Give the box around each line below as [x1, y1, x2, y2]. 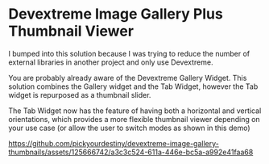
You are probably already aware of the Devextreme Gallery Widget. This [8, 73, 247, 82]
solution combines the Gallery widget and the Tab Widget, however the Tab [8, 82, 259, 91]
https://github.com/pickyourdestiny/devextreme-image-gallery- [8, 138, 219, 148]
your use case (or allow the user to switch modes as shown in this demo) [8, 123, 251, 132]
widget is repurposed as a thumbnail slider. [8, 90, 151, 99]
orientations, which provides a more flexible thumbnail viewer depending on [8, 114, 260, 124]
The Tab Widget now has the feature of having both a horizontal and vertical [8, 106, 262, 116]
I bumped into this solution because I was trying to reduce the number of [8, 48, 250, 58]
